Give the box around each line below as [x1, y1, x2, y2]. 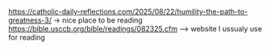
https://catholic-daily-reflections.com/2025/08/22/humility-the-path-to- [8, 7, 248, 16]
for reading [8, 32, 46, 42]
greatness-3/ [8, 15, 52, 25]
